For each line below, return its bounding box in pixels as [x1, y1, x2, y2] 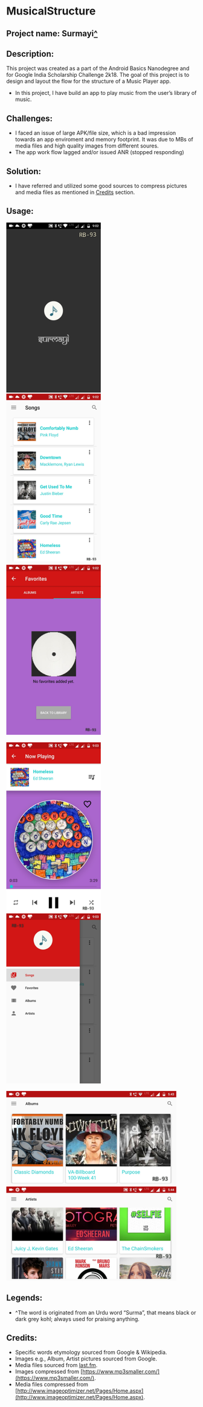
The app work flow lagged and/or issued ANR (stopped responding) [14, 149, 184, 156]
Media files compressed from [14, 1381, 89, 1388]
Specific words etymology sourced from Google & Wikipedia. [14, 1349, 167, 1356]
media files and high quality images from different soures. [14, 142, 159, 149]
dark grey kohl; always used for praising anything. [14, 1315, 140, 1322]
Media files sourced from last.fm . [14, 1362, 98, 1369]
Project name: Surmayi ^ [6, 28, 98, 39]
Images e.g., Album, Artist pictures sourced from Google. [14, 1355, 158, 1362]
